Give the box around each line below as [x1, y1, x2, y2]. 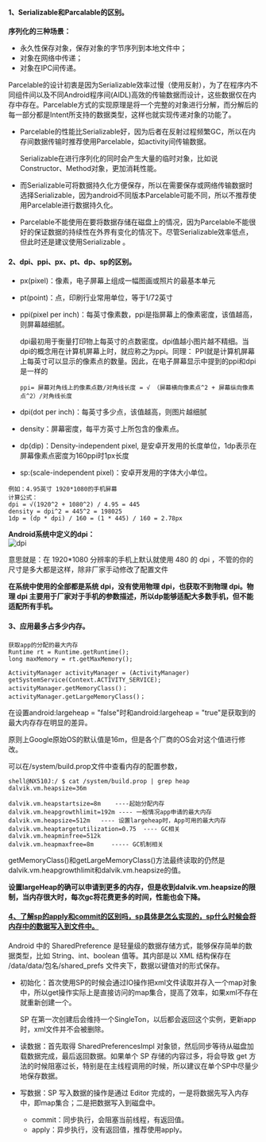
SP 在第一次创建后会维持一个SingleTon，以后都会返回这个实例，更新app [19, 1014, 256, 1024]
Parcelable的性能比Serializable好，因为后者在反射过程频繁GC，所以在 [19, 127, 249, 137]
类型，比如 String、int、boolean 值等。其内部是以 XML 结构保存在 [14, 950, 232, 960]
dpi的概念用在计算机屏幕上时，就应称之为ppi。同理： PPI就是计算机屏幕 [19, 347, 256, 356]
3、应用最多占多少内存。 [8, 621, 90, 631]
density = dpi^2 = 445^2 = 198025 [8, 507, 123, 516]
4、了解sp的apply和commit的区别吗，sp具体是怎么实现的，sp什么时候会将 [8, 911, 256, 922]
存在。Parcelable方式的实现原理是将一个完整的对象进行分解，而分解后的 [21, 100, 259, 110]
